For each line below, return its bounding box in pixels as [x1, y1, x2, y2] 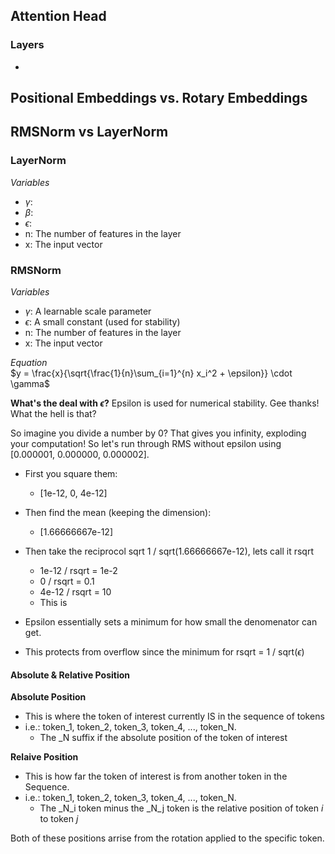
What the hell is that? [10, 408, 97, 420]
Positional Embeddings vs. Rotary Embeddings [10, 90, 308, 107]
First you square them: [24, 468, 118, 480]
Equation [10, 357, 48, 369]
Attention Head [10, 8, 107, 25]
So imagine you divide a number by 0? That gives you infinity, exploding [10, 427, 307, 439]
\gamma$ [10, 378, 50, 390]
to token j [39, 813, 79, 825]
